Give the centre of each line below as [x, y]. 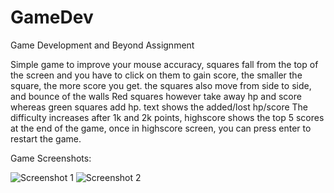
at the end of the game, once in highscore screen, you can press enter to [161, 128]
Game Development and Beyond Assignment [102, 45]
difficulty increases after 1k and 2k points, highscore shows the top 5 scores [167, 117]
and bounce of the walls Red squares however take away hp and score [156, 96]
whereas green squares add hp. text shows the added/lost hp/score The [159, 107]
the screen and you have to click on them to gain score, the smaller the [156, 75]
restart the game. [46, 138]
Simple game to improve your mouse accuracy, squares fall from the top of [164, 64]
